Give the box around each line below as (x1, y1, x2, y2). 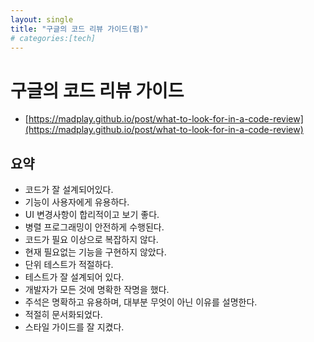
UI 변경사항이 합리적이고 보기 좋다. (24, 209, 160, 221)
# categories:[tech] (10, 33, 97, 43)
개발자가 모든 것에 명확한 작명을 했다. (24, 284, 170, 296)
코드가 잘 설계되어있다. (24, 184, 114, 196)
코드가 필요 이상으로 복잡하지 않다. (24, 234, 159, 246)
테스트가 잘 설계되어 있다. (24, 271, 125, 283)
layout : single (10, 14, 74, 25)
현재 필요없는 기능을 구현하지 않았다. (24, 246, 167, 258)
